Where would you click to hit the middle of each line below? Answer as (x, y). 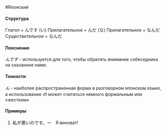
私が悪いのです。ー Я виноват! (45, 123)
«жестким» (17, 100)
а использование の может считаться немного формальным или (74, 94)
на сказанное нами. (26, 65)
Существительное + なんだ (34, 36)
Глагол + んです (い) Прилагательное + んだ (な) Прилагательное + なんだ (83, 30)
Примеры (16, 111)
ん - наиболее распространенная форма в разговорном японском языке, (83, 88)
